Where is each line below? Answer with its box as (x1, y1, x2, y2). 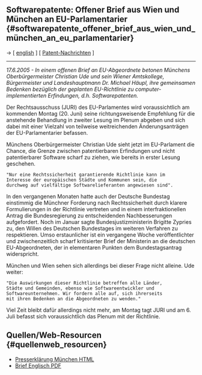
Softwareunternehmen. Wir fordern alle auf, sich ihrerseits (6, 290, 163, 297)
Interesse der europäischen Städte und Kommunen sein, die (6, 177, 158, 183)
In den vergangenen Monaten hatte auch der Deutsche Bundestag (6, 193, 170, 200)
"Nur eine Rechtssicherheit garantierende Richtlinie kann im (6, 172, 165, 178)
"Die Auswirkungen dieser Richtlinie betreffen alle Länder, (6, 280, 163, 286)
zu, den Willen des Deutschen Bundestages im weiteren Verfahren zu (6, 225, 179, 232)
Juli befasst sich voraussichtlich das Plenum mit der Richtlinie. (6, 312, 161, 320)
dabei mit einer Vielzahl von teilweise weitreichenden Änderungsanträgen (6, 123, 189, 130)
